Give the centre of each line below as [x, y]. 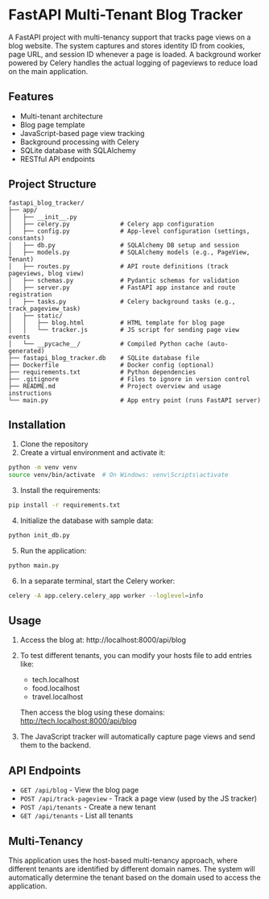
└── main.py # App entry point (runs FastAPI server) [135, 400]
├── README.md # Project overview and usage [115, 386]
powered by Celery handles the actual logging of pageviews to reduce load [133, 63]
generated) [27, 351]
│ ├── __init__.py [43, 217]
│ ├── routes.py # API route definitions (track [118, 266]
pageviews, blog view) [46, 273]
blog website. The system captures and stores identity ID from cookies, [127, 45]
